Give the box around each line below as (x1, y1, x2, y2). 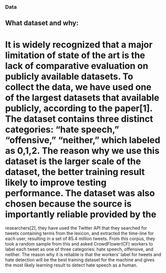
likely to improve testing (5, 177, 107, 188)
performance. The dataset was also (5, 187, 155, 199)
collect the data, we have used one (5, 81, 152, 93)
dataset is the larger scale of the (5, 156, 141, 167)
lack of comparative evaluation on (5, 60, 149, 71)
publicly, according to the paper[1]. (5, 102, 153, 114)
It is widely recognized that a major (5, 39, 153, 50)
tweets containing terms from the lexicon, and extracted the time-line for (5, 231, 154, 237)
